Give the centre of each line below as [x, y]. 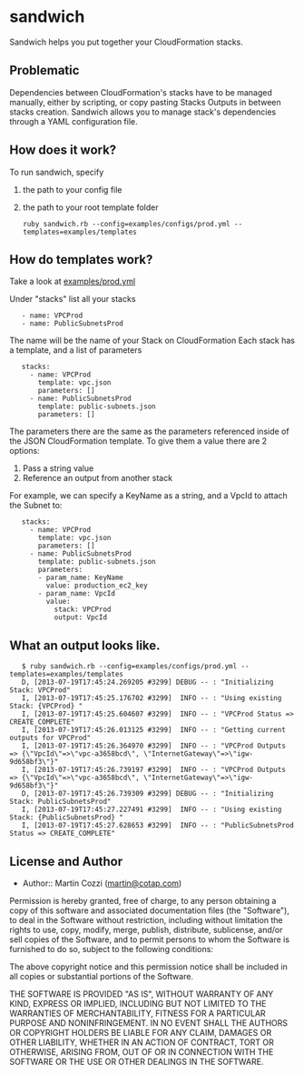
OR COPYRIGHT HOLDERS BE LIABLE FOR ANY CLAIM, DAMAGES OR [141, 1033]
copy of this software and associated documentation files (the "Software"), [150, 910]
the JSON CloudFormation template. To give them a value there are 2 [138, 441]
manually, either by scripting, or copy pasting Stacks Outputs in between [145, 102]
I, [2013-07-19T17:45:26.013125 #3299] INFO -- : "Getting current [153, 730]
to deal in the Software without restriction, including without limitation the [146, 920]
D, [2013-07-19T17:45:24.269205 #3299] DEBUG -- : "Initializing [147, 683]
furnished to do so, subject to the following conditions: [111, 949]
